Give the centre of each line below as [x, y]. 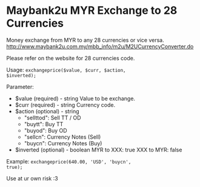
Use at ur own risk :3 [32, 178]
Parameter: [20, 87]
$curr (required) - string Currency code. [65, 105]
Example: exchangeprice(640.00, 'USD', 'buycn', [69, 161]
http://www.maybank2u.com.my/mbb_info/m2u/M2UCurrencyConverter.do [100, 46]
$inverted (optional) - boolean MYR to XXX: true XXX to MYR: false [98, 150]
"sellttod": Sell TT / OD [52, 118]
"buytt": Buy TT [44, 124]
